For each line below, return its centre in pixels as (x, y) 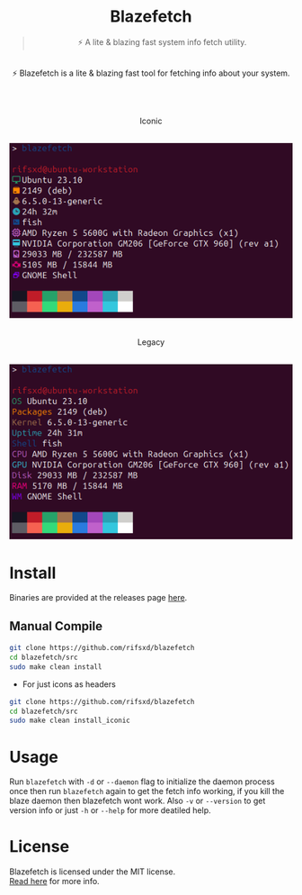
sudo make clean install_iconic (70, 721)
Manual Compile (56, 626)
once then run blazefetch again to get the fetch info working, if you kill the (147, 791)
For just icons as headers (69, 684)
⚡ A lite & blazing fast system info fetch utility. (162, 41)
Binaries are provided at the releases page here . (98, 598)
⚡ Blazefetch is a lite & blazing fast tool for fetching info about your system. (151, 73)
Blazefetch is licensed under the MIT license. (93, 872)
